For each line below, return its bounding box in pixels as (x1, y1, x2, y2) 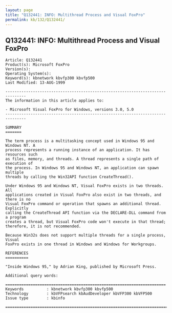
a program (5, 215, 27, 220)
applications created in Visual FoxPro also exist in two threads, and (5, 192, 161, 198)
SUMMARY (5, 125, 22, 130)
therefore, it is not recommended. (5, 224, 81, 229)
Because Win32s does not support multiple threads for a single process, (5, 233, 166, 238)
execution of (5, 161, 33, 166)
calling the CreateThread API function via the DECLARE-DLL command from (5, 210, 166, 216)
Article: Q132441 (5, 57, 42, 63)
